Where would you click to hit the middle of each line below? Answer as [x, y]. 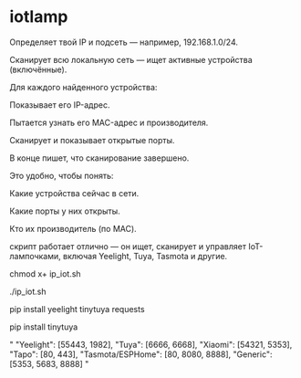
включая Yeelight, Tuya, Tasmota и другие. [145, 256]
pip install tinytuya [44, 327]
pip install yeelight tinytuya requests [77, 309]
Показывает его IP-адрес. [60, 105]
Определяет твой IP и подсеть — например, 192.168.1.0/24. [124, 42]
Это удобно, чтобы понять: [62, 175]
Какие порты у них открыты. [65, 211]
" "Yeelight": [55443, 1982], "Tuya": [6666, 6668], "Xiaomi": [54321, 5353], [151, 344]
